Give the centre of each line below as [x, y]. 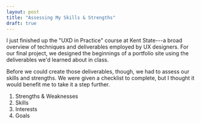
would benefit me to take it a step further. [58, 84]
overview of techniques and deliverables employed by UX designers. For [97, 47]
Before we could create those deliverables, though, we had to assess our [98, 72]
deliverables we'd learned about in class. [58, 60]
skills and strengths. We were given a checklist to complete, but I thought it [100, 78]
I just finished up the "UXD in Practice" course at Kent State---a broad [94, 41]
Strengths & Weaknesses [47, 96]
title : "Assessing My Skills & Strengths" [61, 18]
